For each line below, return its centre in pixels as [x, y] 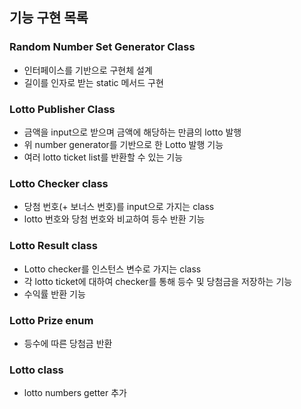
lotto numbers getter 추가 [75, 393]
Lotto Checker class [59, 183]
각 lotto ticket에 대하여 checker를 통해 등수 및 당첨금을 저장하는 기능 [158, 281]
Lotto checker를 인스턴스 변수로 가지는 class [112, 269]
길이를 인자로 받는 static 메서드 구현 [93, 82]
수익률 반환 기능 [54, 294]
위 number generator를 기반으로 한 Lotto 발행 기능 [123, 144]
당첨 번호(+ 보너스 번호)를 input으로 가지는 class [119, 207]
